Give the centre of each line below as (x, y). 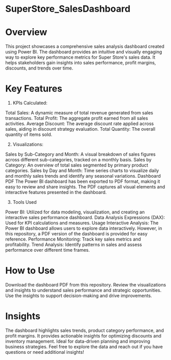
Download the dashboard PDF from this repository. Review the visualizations (86, 285)
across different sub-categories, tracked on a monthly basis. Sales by (78, 160)
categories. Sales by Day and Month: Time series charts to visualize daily (82, 171)
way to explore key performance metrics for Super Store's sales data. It (80, 57)
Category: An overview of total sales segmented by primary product (77, 165)
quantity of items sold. (29, 135)
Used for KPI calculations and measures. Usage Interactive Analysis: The (82, 223)
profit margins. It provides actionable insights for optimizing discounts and (83, 335)
